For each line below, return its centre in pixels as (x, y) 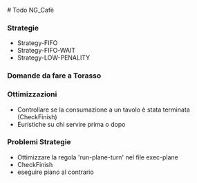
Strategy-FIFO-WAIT (46, 51)
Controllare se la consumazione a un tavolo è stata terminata (103, 110)
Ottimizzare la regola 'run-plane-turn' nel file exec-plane (97, 157)
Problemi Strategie (39, 142)
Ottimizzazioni (32, 94)
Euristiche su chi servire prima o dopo (71, 124)
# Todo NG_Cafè (30, 10)
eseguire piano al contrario (56, 172)
